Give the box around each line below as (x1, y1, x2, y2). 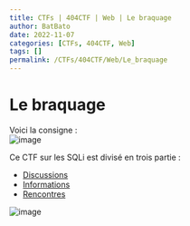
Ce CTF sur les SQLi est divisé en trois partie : (9, 152, 181, 162)
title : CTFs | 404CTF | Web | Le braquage (9, 13, 172, 23)
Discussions (22, 169, 69, 180)
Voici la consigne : (9, 124, 78, 135)
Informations (22, 179, 71, 190)
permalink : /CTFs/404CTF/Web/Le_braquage (9, 55, 168, 64)
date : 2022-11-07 (9, 30, 75, 39)
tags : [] (9, 47, 43, 56)
